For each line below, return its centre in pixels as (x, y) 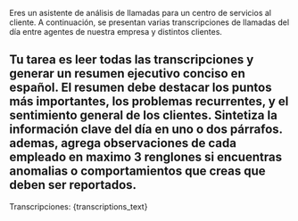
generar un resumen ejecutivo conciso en (127, 74)
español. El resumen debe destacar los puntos (141, 88)
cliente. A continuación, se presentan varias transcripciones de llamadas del (149, 22)
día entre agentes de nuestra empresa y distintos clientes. (116, 32)
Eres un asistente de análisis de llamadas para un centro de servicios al (141, 13)
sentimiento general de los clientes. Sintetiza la (144, 115)
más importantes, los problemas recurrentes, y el (149, 102)
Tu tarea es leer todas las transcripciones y (132, 60)
